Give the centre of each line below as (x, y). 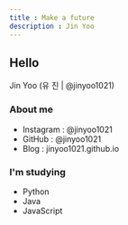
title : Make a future (52, 18)
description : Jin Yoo (52, 26)
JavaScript (42, 211)
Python (36, 192)
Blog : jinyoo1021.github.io (71, 148)
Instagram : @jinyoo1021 (67, 129)
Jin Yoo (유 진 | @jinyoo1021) (62, 86)
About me (32, 109)
